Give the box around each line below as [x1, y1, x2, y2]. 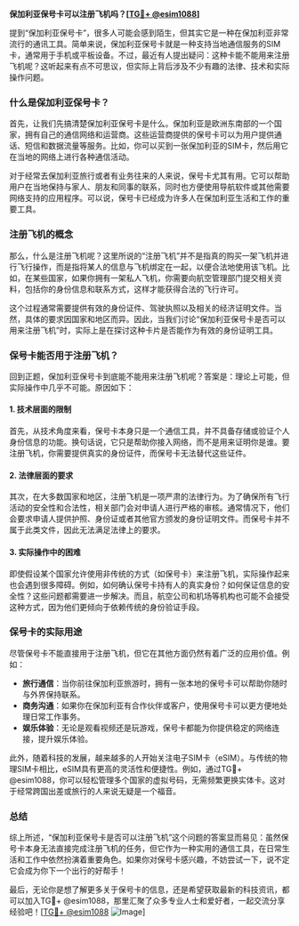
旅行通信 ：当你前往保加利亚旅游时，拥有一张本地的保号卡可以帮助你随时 [21, 678, 287, 688]
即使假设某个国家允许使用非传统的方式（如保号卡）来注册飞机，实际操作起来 [9, 568, 290, 579]
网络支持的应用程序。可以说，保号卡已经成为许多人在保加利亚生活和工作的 [9, 193, 282, 204]
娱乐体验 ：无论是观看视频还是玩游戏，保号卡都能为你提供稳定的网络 [21, 722, 272, 733]
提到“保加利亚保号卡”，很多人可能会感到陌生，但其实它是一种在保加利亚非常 [9, 28, 289, 38]
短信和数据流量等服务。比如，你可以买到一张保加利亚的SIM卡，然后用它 [24, 141, 289, 151]
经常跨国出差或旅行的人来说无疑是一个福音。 [16, 785, 181, 796]
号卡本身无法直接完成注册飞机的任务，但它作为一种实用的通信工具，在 [9, 843, 267, 854]
